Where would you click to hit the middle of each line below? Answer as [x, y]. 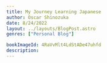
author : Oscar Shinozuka [37, 17]
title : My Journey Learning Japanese [54, 12]
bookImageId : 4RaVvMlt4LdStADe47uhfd [54, 45]
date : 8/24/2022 [27, 23]
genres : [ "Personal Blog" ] [40, 34]
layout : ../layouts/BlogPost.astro [51, 28]
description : [23, 51]
